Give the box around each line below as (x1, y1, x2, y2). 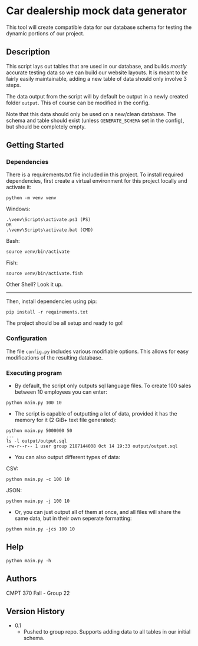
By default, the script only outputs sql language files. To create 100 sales (14, 382, 192, 390)
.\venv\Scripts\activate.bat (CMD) (6, 227, 94, 233)
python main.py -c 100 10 (6, 476, 70, 483)
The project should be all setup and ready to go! (6, 319, 123, 327)
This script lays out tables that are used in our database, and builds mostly (6, 62, 187, 70)
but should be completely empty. (6, 123, 87, 130)
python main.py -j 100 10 (6, 498, 70, 505)
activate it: (6, 184, 32, 191)
